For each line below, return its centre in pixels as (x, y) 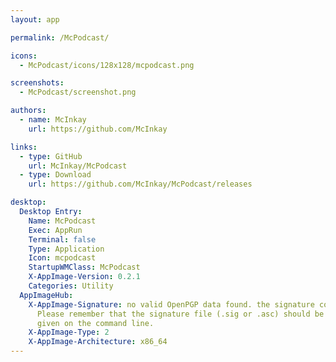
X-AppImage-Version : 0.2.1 (84, 277)
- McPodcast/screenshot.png (78, 92)
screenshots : (37, 83)
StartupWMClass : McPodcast (84, 267)
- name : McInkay (53, 120)
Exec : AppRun (55, 230)
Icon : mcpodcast (62, 258)
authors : (28, 111)
